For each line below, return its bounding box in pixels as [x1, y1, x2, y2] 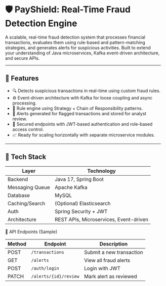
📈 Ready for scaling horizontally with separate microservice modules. [12, 132, 155, 138]
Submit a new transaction [83, 248, 143, 255]
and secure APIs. [5, 55, 40, 61]
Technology [87, 167, 116, 174]
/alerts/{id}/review [31, 273, 80, 279]
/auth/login [31, 265, 59, 271]
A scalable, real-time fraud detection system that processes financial [5, 34, 146, 40]
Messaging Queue [7, 184, 50, 191]
